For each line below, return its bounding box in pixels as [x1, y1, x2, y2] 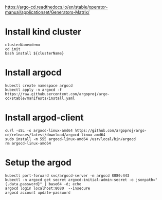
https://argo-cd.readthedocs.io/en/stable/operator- [5, 4, 108, 10]
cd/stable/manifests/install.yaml [5, 96, 75, 101]
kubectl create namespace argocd [5, 83, 73, 88]
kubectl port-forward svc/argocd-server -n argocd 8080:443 [5, 173, 130, 178]
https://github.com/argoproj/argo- [74, 128, 147, 133]
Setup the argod [5, 157, 72, 168]
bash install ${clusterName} [5, 51, 64, 55]
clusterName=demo [5, 42, 40, 47]
